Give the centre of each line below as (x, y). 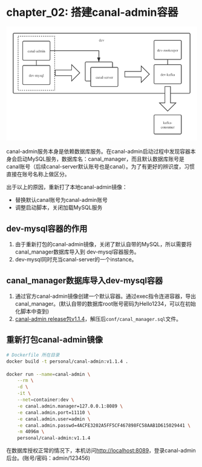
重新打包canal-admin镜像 (54, 340)
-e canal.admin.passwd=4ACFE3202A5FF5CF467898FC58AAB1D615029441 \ (104, 425)
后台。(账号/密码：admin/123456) (48, 458)
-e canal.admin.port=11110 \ (54, 412)
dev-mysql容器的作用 (47, 228)
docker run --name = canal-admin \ (48, 374)
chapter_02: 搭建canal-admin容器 (92, 12)
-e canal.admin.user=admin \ (54, 419)
